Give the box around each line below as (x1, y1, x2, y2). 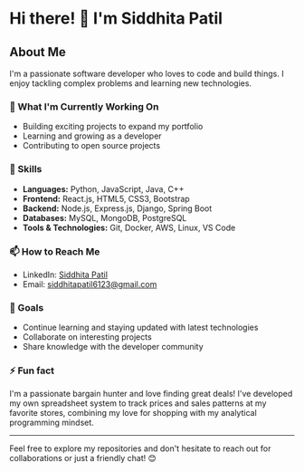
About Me (9, 44, 66, 60)
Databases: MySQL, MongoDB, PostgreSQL (22, 212, 187, 223)
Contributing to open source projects (22, 140, 161, 151)
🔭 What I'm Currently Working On (9, 100, 159, 112)
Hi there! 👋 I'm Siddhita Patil (9, 8, 223, 29)
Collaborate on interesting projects (22, 332, 152, 342)
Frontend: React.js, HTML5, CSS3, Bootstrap (22, 193, 190, 204)
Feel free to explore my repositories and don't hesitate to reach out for (9, 443, 271, 454)
